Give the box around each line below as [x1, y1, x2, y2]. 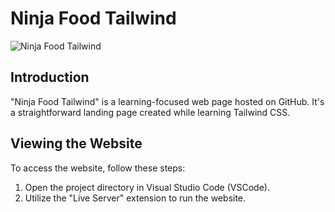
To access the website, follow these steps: [10, 162, 186, 174]
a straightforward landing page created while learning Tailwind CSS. [10, 106, 291, 118]
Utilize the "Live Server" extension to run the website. [24, 192, 247, 204]
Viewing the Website [10, 135, 143, 152]
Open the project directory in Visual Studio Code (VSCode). [24, 181, 270, 193]
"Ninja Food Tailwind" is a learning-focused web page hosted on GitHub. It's [10, 95, 325, 107]
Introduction [10, 69, 90, 86]
